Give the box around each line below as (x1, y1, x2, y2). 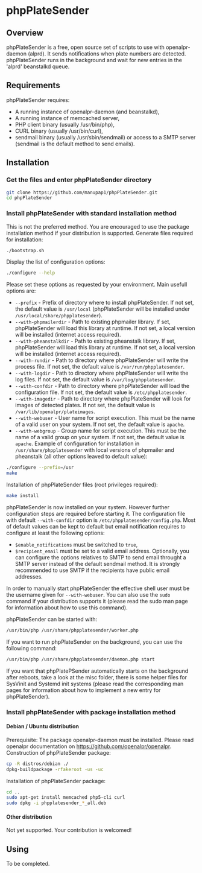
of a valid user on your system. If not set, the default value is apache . (14, 421, 185, 428)
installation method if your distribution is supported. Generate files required (6, 229, 194, 237)
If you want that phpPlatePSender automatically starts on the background (6, 667, 189, 675)
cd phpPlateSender (6, 195, 52, 201)
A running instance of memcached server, (14, 114, 119, 121)
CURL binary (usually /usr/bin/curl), (14, 127, 104, 135)
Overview (6, 28, 44, 38)
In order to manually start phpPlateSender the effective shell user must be (6, 585, 190, 592)
